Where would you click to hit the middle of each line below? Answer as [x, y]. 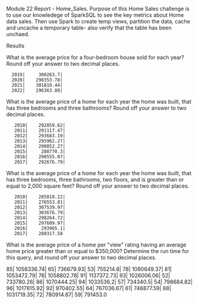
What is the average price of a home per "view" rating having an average [96, 245]
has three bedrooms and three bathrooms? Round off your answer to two [97, 108]
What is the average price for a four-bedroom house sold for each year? [95, 57]
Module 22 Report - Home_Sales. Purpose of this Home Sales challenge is [98, 9]
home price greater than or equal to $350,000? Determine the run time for [98, 251]
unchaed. [18, 34]
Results [16, 46]
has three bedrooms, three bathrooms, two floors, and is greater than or [95, 180]
